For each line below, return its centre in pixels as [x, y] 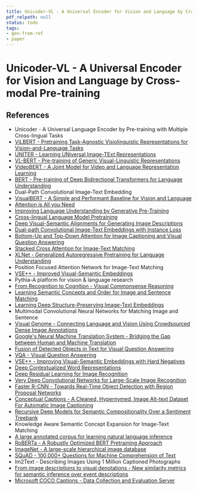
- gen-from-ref [25, 34]
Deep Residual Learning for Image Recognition [71, 374]
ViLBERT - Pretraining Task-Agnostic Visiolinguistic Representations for [101, 142]
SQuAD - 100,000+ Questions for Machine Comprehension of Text [95, 455]
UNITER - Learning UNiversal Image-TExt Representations [85, 154]
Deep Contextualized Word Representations [68, 367]
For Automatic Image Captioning [54, 405]
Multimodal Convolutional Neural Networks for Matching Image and [96, 311]
